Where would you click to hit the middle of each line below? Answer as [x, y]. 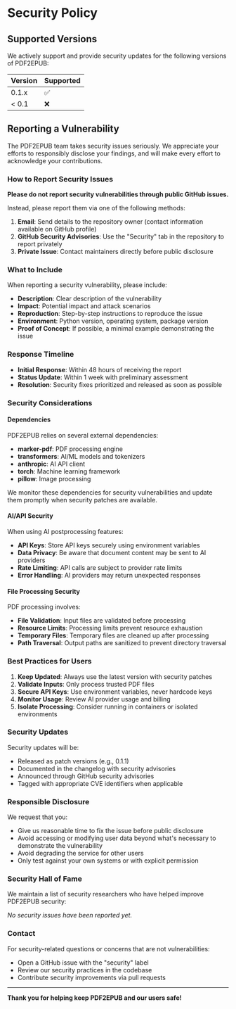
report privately [40, 244]
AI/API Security [31, 516]
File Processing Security [44, 591]
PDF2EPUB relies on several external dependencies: [83, 435]
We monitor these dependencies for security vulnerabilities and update [110, 492]
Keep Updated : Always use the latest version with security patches [115, 676]
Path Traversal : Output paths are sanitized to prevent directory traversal [122, 643]
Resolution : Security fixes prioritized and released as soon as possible [120, 384]
